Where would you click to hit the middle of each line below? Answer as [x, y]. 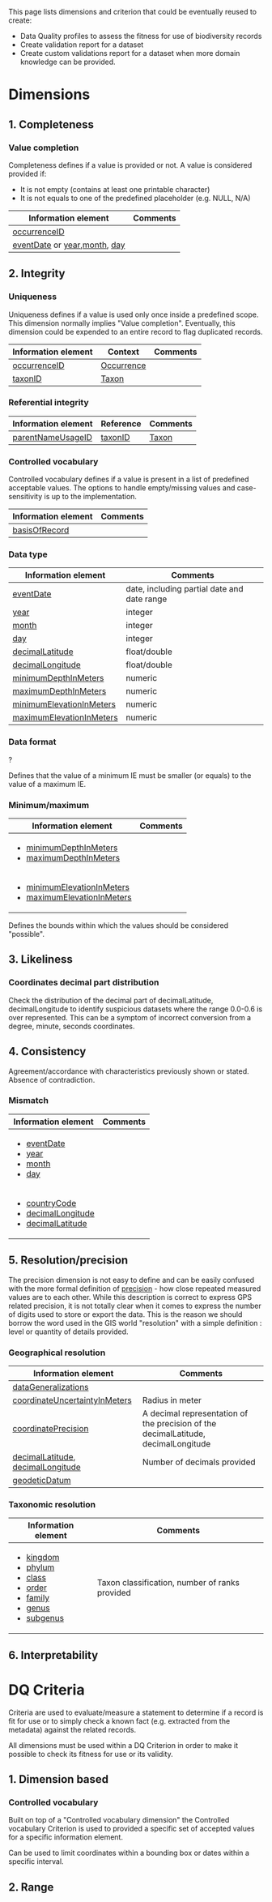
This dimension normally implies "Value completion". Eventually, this [122, 323]
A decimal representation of [195, 1413]
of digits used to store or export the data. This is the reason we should [125, 1314]
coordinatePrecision [51, 1428]
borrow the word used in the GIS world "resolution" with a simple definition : [135, 1323]
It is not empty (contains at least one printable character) [115, 189]
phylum [40, 1567]
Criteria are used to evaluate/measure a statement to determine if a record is [136, 1712]
